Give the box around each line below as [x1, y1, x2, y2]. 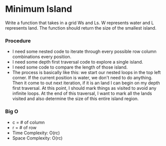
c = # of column [12, 119, 45, 125]
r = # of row [12, 124, 37, 130]
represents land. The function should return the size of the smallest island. [5, 25, 157, 31]
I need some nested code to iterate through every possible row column [12, 48, 157, 55]
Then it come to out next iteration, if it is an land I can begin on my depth [12, 80, 161, 86]
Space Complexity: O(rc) [12, 135, 63, 141]
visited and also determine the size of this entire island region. [12, 96, 139, 102]
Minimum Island [5, 3, 73, 15]
